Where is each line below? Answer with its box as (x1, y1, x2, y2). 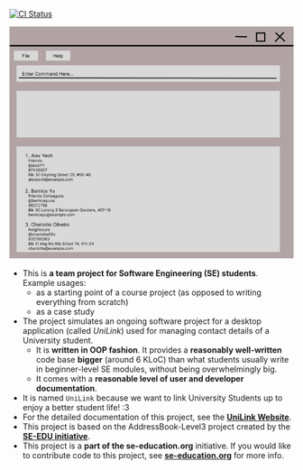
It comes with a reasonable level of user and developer (35, 373, 244, 383)
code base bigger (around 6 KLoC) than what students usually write (35, 354, 289, 364)
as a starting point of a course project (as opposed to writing (35, 287, 262, 298)
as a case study (35, 306, 95, 317)
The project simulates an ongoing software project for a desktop (22, 316, 262, 327)
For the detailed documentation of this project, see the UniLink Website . (22, 411, 292, 422)
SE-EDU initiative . (22, 430, 90, 441)
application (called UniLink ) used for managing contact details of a (22, 325, 271, 336)
